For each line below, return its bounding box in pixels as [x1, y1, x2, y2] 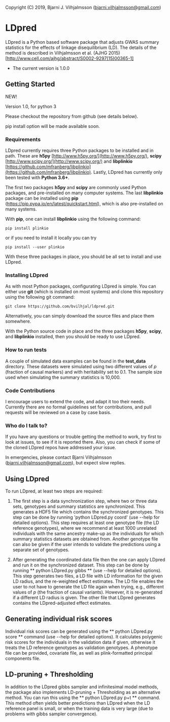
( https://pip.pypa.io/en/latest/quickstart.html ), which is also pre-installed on [5, 201, 163, 207]
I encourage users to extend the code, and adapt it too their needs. [5, 398, 146, 404]
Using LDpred [5, 474, 50, 483]
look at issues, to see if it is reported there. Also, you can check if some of [5, 439, 161, 445]
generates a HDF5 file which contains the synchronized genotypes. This [12, 509, 164, 515]
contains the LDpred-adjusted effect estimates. [12, 600, 112, 606]
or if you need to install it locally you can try [5, 235, 97, 241]
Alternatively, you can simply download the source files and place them [5, 313, 155, 319]
